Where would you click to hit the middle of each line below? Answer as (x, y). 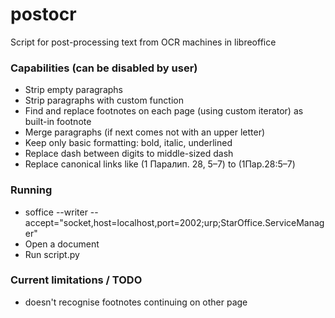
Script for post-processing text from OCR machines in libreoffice (143, 42)
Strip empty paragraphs (73, 90)
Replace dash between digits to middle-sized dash (129, 154)
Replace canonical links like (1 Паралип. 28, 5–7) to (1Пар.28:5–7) (160, 164)
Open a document (62, 244)
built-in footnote (58, 122)
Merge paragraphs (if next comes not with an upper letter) (145, 132)
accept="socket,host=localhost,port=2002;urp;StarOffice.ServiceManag (174, 222)
